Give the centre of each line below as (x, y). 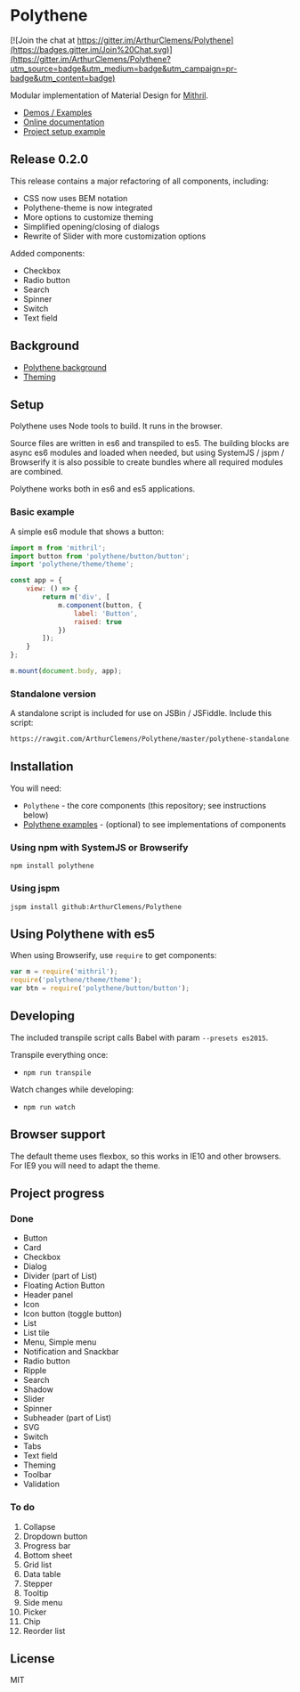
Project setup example (64, 131)
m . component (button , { (100, 605)
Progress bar (47, 1545)
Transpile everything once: (59, 1054)
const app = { (36, 581)
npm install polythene (52, 866)
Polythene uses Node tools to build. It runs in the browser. (117, 426)
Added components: (48, 253)
